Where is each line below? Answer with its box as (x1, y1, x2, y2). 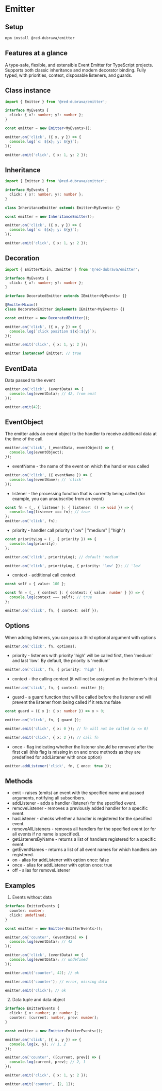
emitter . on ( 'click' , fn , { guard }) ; (5, 718, 81, 723)
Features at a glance (5, 49, 68, 57)
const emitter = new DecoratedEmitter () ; (5, 315, 90, 320)
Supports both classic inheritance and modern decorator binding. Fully (5, 67, 146, 73)
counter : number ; (9, 908, 45, 913)
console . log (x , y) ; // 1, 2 (9, 1041, 66, 1047)
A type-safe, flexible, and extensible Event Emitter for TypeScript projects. (5, 62, 154, 68)
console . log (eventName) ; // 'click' (9, 477, 83, 482)
